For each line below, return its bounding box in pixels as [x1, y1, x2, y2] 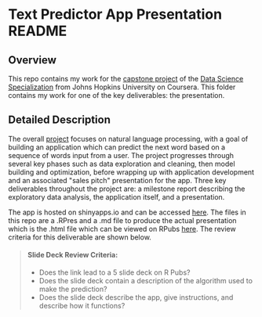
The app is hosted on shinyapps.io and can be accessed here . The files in [8, 207, 247, 217]
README [8, 22, 67, 40]
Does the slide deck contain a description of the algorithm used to [38, 276, 253, 286]
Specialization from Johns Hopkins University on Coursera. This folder [8, 82, 236, 92]
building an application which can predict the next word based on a [8, 142, 226, 152]
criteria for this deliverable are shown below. [8, 232, 151, 242]
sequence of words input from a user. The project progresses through [8, 150, 234, 160]
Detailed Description [8, 113, 111, 127]
